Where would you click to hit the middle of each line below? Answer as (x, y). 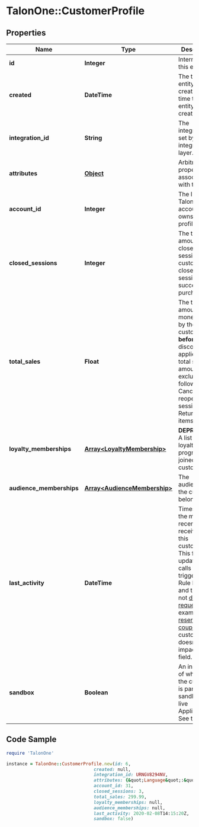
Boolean (96, 693)
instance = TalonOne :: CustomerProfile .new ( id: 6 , (69, 764)
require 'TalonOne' (30, 753)
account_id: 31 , (114, 786)
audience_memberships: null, (130, 808)
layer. (186, 153)
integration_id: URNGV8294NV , (131, 775)
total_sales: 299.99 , (120, 797)
